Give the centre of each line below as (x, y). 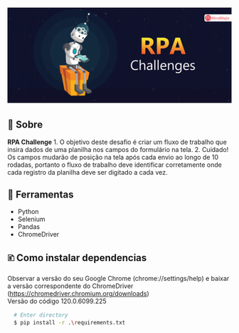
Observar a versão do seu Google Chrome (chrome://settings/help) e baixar (118, 279)
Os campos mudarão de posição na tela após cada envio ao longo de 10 (113, 157)
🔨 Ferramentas (41, 195)
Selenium (31, 219)
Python (28, 212)
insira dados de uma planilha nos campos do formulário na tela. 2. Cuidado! (118, 149)
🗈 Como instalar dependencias (77, 258)
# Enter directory (41, 315)
